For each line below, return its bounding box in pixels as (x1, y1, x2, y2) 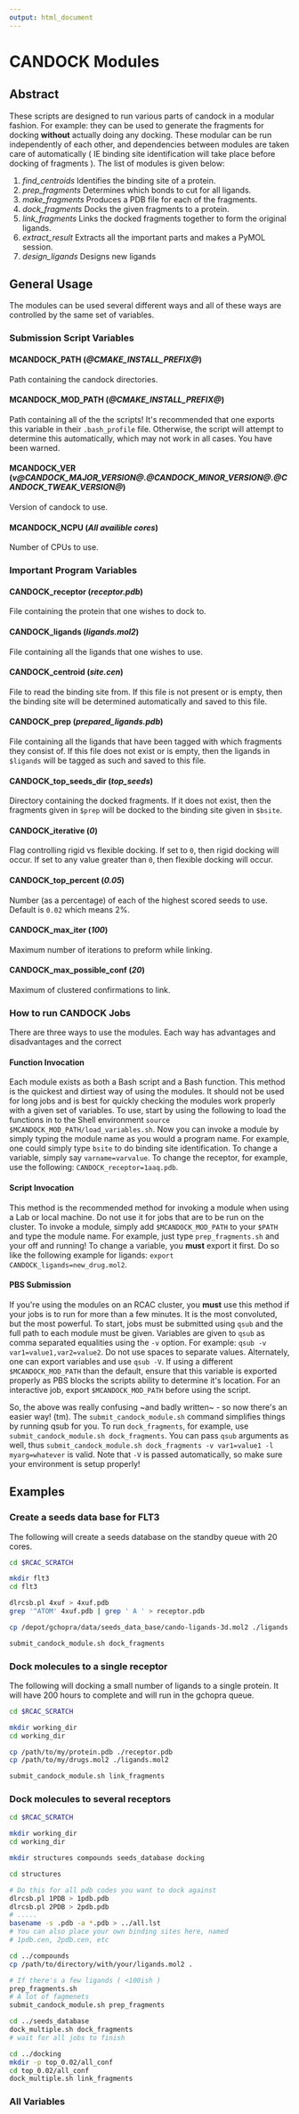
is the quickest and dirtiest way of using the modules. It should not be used (9, 1086, 285, 1097)
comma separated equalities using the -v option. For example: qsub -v (9, 1337, 267, 1348)
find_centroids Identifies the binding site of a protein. (21, 175, 216, 185)
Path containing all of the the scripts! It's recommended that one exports (9, 414, 275, 424)
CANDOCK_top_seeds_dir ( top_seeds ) (9, 775, 154, 786)
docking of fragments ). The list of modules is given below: (9, 158, 225, 168)
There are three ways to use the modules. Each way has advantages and (9, 1027, 276, 1038)
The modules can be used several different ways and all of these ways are (9, 300, 282, 311)
